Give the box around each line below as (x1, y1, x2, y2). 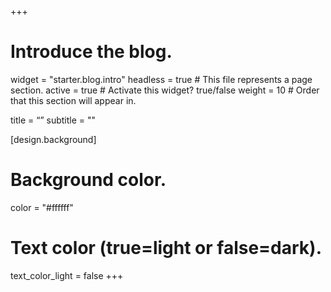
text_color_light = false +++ (10, 269, 124, 281)
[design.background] (10, 133, 97, 145)
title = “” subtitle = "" (10, 114, 97, 126)
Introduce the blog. (10, 41, 173, 63)
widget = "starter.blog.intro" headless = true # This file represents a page (10, 73, 313, 85)
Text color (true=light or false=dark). (10, 237, 322, 260)
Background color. (10, 169, 167, 191)
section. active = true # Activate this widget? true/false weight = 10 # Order (10, 84, 320, 96)
